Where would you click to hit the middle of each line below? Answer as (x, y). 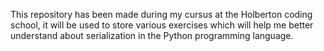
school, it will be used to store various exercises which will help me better (162, 25)
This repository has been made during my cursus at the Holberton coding (161, 14)
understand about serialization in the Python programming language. (152, 35)
